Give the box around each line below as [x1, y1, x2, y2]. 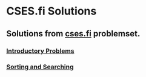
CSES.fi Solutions [6, 4, 97, 18]
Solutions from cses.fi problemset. [6, 28, 141, 39]
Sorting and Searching [6, 62, 74, 71]
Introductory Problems [6, 47, 75, 55]
